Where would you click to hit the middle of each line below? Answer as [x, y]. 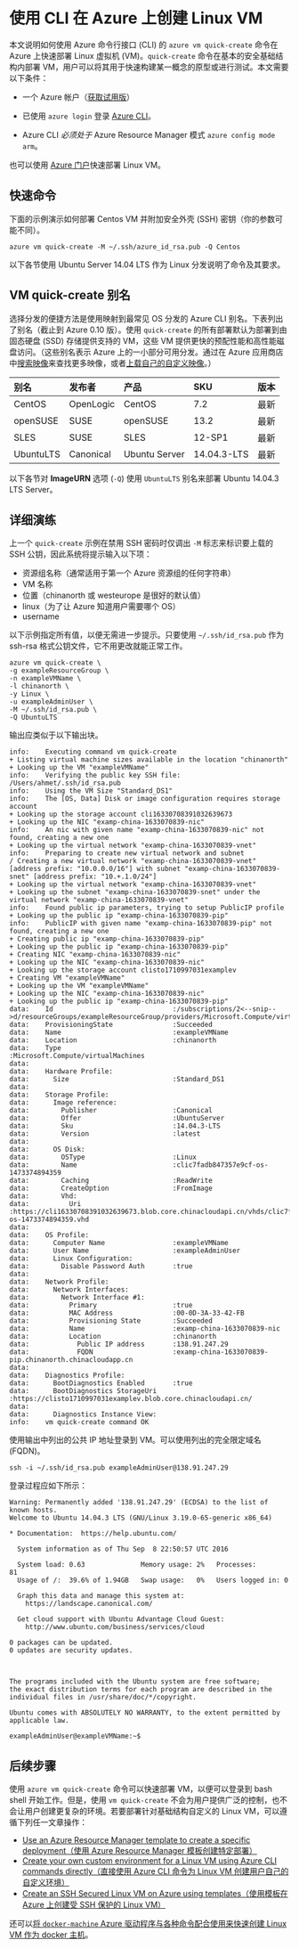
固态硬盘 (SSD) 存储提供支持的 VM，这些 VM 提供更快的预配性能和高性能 [143, 340]
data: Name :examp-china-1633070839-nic [145, 1329]
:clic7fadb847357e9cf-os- [220, 1165]
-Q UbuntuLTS [33, 718]
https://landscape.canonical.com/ [89, 1604]
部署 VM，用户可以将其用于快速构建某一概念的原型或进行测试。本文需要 [157, 67]
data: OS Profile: [49, 1235]
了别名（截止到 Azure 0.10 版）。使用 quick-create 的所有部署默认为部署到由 [148, 330]
